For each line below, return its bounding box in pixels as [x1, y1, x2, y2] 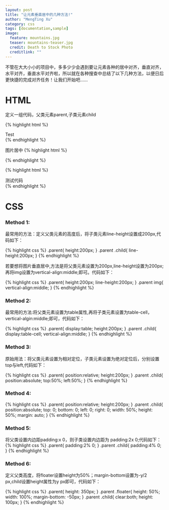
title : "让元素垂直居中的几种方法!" [5, 12, 73, 17]
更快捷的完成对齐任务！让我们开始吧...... [5, 77, 88, 83]
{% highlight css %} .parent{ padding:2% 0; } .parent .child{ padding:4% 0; [5, 443, 162, 449]
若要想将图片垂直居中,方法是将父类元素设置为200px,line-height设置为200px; [5, 263, 164, 269]
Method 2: [5, 297, 31, 304]
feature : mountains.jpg [10, 36, 59, 41]
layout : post [5, 7, 33, 13]
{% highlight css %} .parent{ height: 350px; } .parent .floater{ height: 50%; [5, 489, 160, 495]
